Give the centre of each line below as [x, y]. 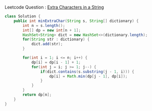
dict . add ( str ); [47, 44]
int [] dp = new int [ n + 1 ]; [52, 30]
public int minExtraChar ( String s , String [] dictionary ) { [76, 21]
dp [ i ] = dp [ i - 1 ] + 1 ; [56, 62]
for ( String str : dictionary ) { [56, 39]
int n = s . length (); [44, 25]
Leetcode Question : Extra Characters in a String [54, 7]
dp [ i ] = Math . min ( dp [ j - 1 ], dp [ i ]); [88, 76]
